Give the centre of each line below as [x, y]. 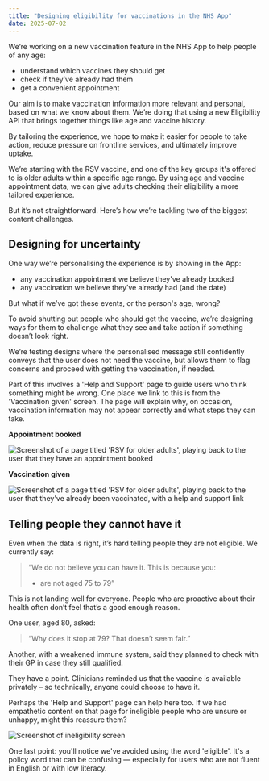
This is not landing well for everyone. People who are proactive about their [132, 599]
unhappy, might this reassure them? [68, 720]
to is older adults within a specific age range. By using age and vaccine [126, 177]
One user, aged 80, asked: [52, 623]
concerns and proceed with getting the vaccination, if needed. [112, 369]
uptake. [21, 153]
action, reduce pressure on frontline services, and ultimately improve [123, 144]
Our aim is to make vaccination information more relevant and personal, [127, 103]
